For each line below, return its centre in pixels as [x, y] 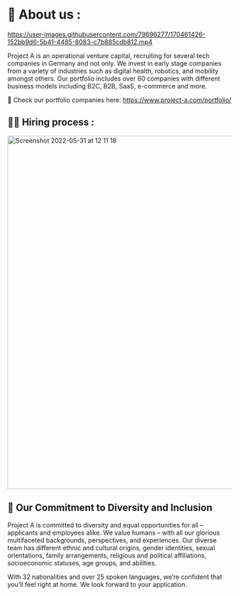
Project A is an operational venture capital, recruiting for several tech [109, 56]
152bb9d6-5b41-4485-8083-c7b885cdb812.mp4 [80, 41]
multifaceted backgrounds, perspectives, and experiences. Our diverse [112, 540]
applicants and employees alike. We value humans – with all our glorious [114, 532]
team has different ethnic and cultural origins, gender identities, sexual [111, 547]
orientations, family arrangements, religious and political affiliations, [107, 555]
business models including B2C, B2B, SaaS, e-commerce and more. [107, 86]
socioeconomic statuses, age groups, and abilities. [82, 562]
